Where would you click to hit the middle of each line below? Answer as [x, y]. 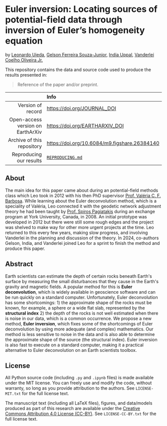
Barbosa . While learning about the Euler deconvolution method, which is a [81, 201]
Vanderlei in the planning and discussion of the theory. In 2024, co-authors [82, 238]
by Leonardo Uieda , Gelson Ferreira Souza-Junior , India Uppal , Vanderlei [80, 54]
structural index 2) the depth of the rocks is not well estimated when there [82, 313]
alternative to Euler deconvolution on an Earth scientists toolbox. [71, 350]
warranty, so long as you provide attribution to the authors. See [70, 388]
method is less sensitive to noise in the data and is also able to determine [80, 334]
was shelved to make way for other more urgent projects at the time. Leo [80, 227]
